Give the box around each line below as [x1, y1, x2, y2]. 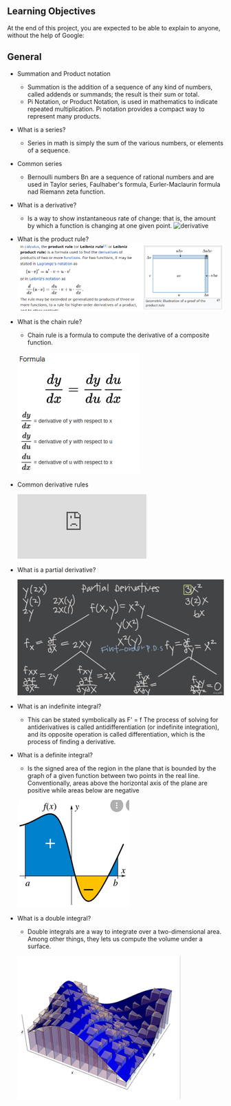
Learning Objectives [7, 6, 96, 17]
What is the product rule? [16, 234, 89, 243]
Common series [16, 159, 63, 167]
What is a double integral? [16, 914, 91, 923]
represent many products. [27, 112, 101, 120]
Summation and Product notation [16, 69, 111, 78]
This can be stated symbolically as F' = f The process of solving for [27, 716, 219, 724]
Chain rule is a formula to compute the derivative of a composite [27, 331, 210, 339]
